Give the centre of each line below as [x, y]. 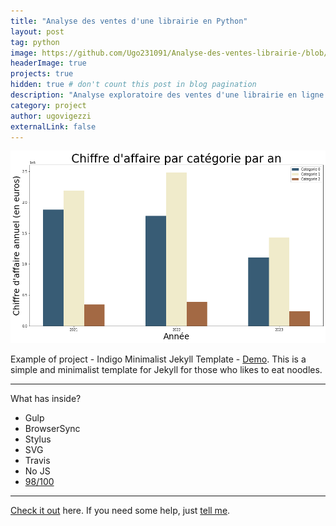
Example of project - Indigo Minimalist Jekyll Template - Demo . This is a [158, 359]
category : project [48, 105]
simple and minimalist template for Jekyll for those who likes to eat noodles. [166, 369]
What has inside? [46, 398]
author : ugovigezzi [51, 116]
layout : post [37, 31]
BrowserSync [52, 428]
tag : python [35, 42]
